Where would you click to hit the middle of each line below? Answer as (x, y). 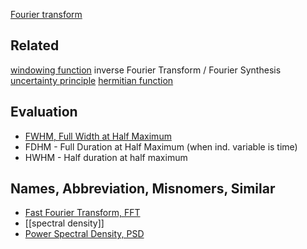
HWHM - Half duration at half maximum (106, 157)
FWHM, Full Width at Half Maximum (98, 136)
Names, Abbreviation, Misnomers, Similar (143, 189)
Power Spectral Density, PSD (84, 234)
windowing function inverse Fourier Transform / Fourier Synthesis (146, 70)
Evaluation (44, 112)
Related (35, 45)
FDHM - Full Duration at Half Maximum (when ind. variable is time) (161, 146)
